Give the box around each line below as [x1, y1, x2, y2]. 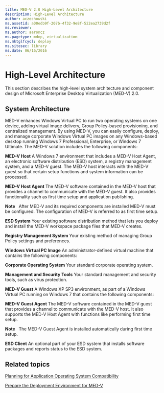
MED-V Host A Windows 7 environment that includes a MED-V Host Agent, [5, 153, 157, 159]
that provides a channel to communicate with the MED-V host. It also [5, 306, 143, 312]
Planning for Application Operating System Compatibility [5, 373, 119, 379]
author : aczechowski [5, 16, 47, 21]
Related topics [5, 360, 50, 369]
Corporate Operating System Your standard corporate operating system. [5, 262, 153, 268]
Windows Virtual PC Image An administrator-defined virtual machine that [5, 248, 154, 254]
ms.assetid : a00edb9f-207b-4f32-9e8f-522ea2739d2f [5, 21, 111, 26]
